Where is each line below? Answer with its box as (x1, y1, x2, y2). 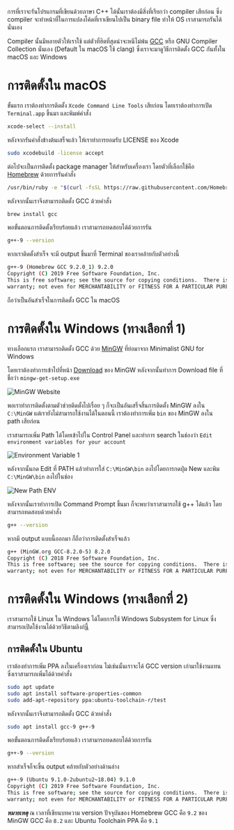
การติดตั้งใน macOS (7, 78, 107, 94)
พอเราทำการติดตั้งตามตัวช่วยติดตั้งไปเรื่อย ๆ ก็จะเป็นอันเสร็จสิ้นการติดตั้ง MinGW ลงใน (7, 401, 205, 409)
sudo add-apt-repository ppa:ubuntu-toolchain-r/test (7, 697, 167, 704)
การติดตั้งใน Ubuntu (7, 643, 83, 655)
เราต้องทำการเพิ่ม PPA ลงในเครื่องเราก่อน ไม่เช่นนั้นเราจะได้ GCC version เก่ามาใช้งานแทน (7, 662, 221, 670)
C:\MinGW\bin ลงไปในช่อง (7, 472, 73, 481)
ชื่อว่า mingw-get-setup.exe (7, 373, 80, 381)
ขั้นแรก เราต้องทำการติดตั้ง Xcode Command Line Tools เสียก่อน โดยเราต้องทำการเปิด (7, 101, 212, 109)
